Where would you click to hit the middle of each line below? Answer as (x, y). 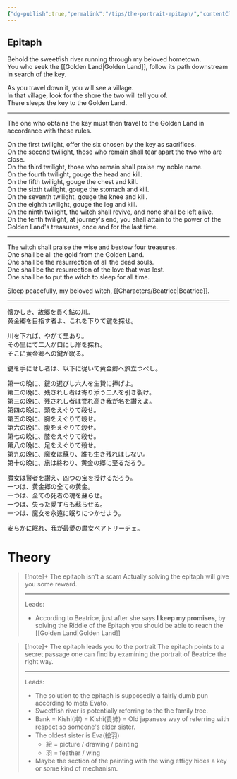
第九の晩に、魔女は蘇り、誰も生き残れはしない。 (78, 454)
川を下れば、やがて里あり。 (48, 336)
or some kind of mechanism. (77, 768)
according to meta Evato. (72, 703)
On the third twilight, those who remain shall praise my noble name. (105, 167)
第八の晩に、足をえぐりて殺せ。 (54, 445)
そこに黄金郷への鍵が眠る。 (48, 354)
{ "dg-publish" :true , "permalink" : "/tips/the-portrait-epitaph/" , (104, 14)
